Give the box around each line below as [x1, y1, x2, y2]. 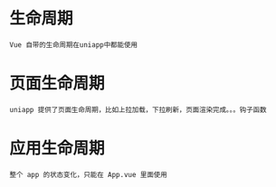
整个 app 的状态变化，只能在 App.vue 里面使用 [9, 170, 167, 179]
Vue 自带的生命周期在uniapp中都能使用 [9, 40, 138, 50]
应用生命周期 [9, 138, 106, 159]
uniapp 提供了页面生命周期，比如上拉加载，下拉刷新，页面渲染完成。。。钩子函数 [9, 105, 267, 114]
